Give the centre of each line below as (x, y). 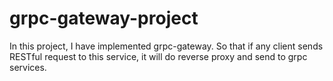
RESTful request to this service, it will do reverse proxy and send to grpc (158, 56)
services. (28, 67)
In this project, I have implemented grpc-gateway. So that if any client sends (166, 46)
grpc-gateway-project (104, 18)
